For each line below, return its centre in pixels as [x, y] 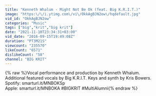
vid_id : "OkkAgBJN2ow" [28, 18]
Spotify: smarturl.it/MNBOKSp [35, 83]
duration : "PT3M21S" [26, 41]
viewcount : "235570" [26, 46]
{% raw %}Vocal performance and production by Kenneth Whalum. [73, 73]
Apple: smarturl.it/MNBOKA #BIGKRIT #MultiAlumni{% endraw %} [71, 88]
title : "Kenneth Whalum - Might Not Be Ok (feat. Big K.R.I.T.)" [73, 9]
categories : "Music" [26, 23]
